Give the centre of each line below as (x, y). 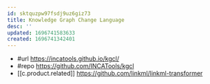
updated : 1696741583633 (41, 33)
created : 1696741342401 (41, 39)
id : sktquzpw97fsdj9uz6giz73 (49, 13)
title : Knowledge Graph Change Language (66, 20)
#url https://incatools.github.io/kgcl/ (68, 59)
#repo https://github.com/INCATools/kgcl (75, 66)
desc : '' (20, 26)
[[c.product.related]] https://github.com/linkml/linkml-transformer (110, 74)
